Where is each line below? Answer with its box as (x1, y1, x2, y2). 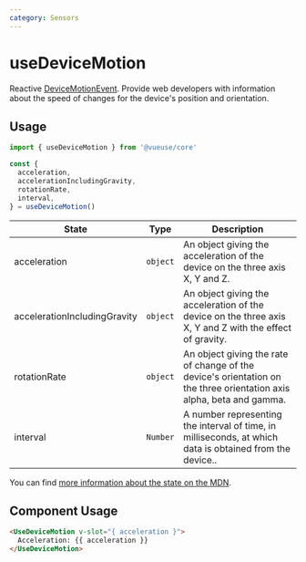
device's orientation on (183, 370, 282, 383)
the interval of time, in (183, 419, 276, 432)
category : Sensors (9, 13, 79, 23)
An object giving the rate (183, 348, 289, 360)
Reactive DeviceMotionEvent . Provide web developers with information (9, 83, 276, 94)
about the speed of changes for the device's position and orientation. (9, 92, 270, 103)
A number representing (183, 408, 282, 421)
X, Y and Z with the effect (183, 321, 291, 334)
